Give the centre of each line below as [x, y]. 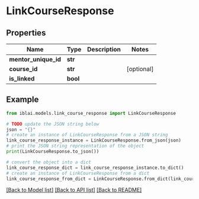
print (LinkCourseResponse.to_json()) [53, 152]
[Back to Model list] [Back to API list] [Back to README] [74, 190]
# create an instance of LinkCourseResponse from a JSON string [87, 135]
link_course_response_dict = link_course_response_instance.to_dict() [95, 168]
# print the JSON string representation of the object [75, 146]
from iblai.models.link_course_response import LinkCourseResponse [91, 113]
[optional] [140, 69]
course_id [23, 69]
